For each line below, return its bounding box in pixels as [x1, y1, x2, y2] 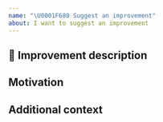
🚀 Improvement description [8, 49, 148, 62]
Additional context [8, 103, 103, 116]
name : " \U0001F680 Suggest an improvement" [8, 11, 157, 20]
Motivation [8, 76, 64, 89]
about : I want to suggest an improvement [8, 19, 149, 27]
